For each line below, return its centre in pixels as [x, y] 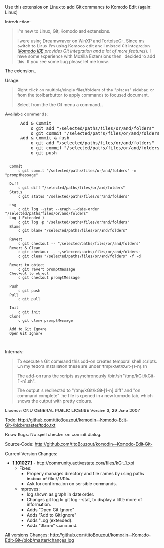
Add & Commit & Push [45, 138]
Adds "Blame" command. [52, 525]
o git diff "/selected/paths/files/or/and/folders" [72, 188]
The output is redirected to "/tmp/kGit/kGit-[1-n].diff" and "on [79, 390]
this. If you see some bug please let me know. [63, 61]
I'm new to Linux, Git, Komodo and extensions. [64, 31]
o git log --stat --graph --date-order [58, 209]
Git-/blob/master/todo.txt [30, 425]
